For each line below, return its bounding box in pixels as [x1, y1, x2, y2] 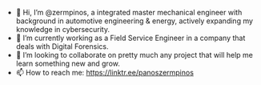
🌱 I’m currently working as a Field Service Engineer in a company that [15, 33, 246, 42]
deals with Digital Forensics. [15, 42, 109, 51]
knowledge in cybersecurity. [15, 25, 110, 34]
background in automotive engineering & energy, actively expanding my [15, 16, 254, 26]
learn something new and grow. [15, 59, 120, 68]
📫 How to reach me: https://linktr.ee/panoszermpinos [15, 68, 195, 77]
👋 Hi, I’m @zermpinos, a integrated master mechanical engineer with [15, 8, 243, 17]
